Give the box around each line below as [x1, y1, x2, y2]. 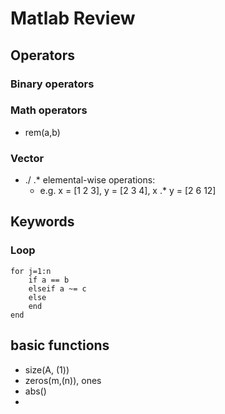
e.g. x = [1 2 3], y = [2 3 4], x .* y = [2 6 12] [39, 185, 217, 197]
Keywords [10, 213, 75, 231]
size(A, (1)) [24, 363, 70, 376]
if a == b [28, 275, 70, 285]
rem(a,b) [24, 126, 61, 138]
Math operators [10, 103, 88, 117]
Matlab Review [10, 7, 136, 30]
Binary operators [10, 77, 95, 91]
